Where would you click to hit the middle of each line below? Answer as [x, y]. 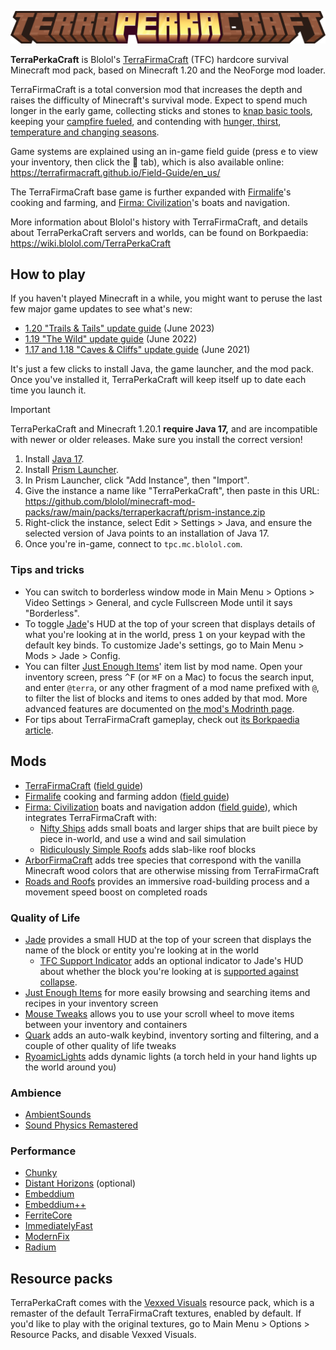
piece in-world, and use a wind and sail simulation [143, 838]
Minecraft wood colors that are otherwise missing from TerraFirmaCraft [172, 870]
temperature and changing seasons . [85, 132]
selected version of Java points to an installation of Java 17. [147, 533]
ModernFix [47, 1237]
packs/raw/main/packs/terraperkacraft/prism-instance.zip [145, 512]
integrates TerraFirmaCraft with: [91, 817]
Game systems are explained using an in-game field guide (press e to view [164, 151]
